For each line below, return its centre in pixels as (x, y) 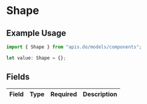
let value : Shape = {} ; (36, 58)
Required (64, 94)
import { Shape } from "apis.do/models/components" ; (74, 47)
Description (100, 94)
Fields (18, 77)
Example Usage (36, 33)
